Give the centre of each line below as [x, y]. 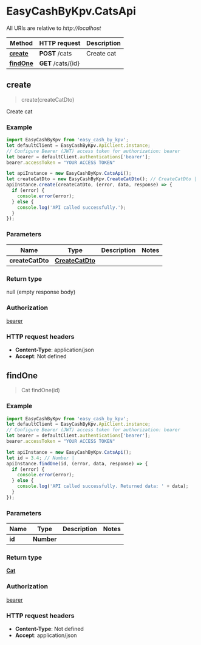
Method [22, 43]
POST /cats [56, 53]
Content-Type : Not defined [49, 629]
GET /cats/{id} [60, 63]
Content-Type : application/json [54, 350]
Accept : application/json [46, 635]
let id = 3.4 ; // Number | [40, 458]
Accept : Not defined [41, 356]
